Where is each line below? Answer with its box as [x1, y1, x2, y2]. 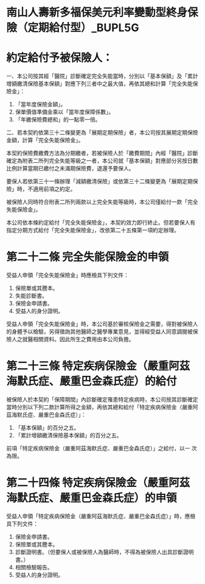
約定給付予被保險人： [6, 51, 114, 65]
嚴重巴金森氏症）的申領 [60, 491, 178, 505]
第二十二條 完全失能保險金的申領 [6, 250, 169, 264]
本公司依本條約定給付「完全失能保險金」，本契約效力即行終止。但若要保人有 [6, 219, 196, 226]
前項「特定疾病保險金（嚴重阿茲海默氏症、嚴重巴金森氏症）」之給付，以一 [6, 445, 190, 452]
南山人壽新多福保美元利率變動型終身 [6, 5, 188, 20]
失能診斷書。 [15, 292, 47, 300]
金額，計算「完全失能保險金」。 [6, 137, 84, 144]
